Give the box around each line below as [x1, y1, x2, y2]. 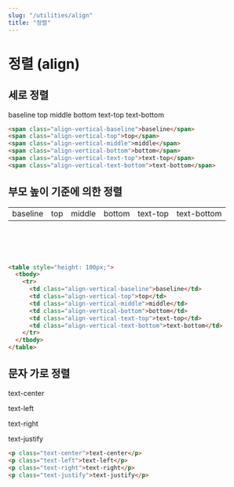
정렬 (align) [8, 55, 80, 73]
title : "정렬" [8, 19, 51, 27]
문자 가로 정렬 [8, 367, 71, 380]
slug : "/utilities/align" [8, 11, 93, 20]
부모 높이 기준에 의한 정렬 [8, 185, 123, 198]
